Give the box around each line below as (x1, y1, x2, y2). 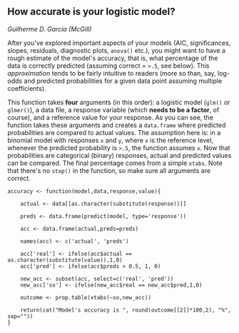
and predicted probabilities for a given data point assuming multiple (24, 76, 223, 85)
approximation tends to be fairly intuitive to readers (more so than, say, (7, 69, 216, 77)
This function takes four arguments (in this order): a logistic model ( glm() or (7, 98, 230, 106)
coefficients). (7, 84, 46, 92)
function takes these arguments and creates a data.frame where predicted (7, 121, 226, 129)
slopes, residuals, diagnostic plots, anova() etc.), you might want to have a (7, 46, 226, 54)
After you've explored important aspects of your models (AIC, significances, (7, 39, 231, 47)
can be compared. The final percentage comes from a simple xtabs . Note (7, 159, 223, 167)
